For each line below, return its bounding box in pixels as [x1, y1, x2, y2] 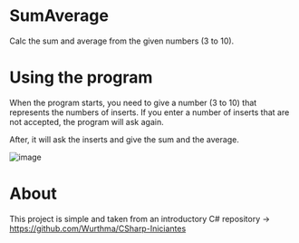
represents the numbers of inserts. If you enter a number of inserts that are [9, 106, 290, 118]
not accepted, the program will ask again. [9, 116, 165, 127]
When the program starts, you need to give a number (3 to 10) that [9, 97, 257, 108]
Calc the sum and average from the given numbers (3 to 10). [9, 35, 235, 46]
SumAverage [9, 5, 109, 26]
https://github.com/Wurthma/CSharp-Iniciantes [9, 223, 187, 234]
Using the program [9, 67, 153, 88]
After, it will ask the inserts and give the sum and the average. [9, 133, 240, 145]
